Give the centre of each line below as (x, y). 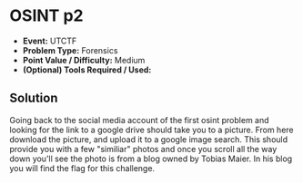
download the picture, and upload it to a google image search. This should (149, 139)
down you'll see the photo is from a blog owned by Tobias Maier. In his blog (151, 159)
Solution (34, 98)
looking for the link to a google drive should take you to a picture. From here (151, 130)
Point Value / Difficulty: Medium (84, 60)
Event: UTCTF (50, 41)
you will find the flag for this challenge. (82, 168)
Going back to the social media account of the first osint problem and (140, 120)
